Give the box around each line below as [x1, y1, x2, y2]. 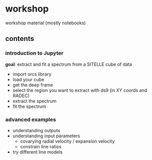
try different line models [12, 149, 63, 155]
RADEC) [12, 92, 30, 99]
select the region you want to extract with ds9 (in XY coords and [12, 87, 147, 93]
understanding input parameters [12, 133, 80, 139]
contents [5, 34, 34, 43]
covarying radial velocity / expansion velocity [20, 138, 115, 144]
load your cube [12, 76, 45, 83]
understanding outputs [12, 127, 61, 133]
